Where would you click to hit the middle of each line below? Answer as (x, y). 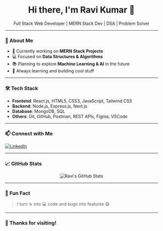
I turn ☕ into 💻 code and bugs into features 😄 (63, 204)
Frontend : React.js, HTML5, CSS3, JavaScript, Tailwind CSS (72, 101)
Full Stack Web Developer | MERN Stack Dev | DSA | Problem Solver (81, 23)
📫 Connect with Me (29, 134)
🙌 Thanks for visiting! (31, 223)
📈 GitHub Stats (24, 163)
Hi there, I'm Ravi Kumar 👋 (81, 10)
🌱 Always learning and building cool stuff (53, 71)
